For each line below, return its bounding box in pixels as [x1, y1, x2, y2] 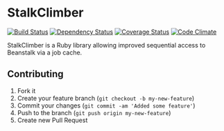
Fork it [17, 86, 36, 94]
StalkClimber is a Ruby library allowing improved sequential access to [7, 41, 206, 49]
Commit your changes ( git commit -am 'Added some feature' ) [17, 101, 196, 110]
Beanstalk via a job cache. [7, 48, 83, 57]
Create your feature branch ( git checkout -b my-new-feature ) [17, 94, 195, 102]
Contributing [7, 68, 64, 80]
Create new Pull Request [17, 116, 88, 124]
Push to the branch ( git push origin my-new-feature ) [17, 108, 171, 117]
